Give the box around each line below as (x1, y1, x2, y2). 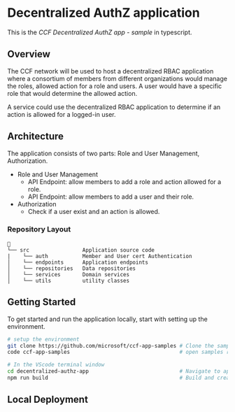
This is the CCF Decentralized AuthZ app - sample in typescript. (7, 28, 192, 36)
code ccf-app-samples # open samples (7, 348, 224, 356)
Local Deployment (7, 394, 89, 406)
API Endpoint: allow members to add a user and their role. (27, 192, 194, 201)
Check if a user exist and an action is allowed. (27, 207, 160, 215)
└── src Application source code (7, 246, 155, 253)
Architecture (7, 131, 64, 143)
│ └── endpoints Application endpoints (7, 259, 149, 266)
